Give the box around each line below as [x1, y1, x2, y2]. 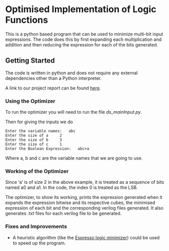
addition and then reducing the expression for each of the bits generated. [5, 41, 158, 47]
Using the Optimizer [5, 97, 56, 105]
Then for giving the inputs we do [5, 119, 73, 125]
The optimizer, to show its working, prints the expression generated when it [5, 194, 163, 200]
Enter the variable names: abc [5, 129, 76, 134]
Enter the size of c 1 [5, 142, 62, 147]
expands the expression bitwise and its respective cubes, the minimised [5, 199, 155, 206]
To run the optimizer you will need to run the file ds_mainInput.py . [5, 109, 143, 115]
